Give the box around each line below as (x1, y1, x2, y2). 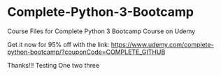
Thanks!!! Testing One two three (7, 61, 100, 69)
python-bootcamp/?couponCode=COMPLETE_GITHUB (7, 48, 166, 56)
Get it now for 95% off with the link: (7, 40, 110, 48)
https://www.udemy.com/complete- (110, 40, 215, 48)
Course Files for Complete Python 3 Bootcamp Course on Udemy (7, 27, 196, 35)
